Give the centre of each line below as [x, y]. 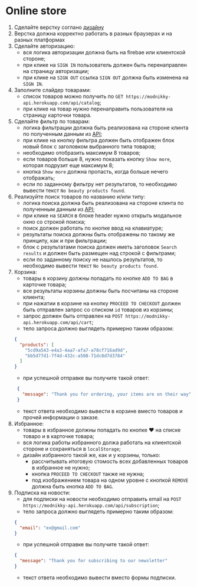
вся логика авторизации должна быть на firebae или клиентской [104, 52]
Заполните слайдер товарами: [52, 90]
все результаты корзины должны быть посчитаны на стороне [101, 291]
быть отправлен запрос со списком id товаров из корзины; [98, 309]
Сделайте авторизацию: [44, 46]
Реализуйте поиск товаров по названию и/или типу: [80, 197]
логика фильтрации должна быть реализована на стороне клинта [106, 128]
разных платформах [40, 40]
